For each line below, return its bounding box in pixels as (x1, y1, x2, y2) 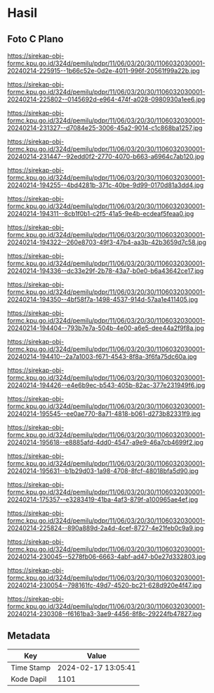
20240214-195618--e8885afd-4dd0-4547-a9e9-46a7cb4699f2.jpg (7, 438, 203, 446)
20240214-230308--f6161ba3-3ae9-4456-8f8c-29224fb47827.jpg (7, 610, 202, 618)
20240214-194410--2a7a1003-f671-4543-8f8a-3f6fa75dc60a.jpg (7, 352, 197, 360)
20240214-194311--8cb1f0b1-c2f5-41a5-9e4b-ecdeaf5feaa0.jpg (7, 210, 194, 217)
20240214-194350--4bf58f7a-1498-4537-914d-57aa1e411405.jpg (7, 295, 199, 303)
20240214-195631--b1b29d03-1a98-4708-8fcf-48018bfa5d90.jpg (7, 466, 199, 475)
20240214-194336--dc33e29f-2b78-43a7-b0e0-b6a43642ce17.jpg (7, 267, 204, 275)
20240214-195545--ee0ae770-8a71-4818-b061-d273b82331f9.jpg (7, 409, 201, 418)
